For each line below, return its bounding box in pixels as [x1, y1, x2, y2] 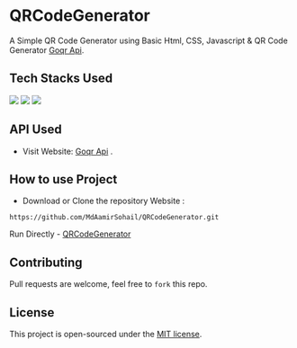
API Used [9, 122, 63, 138]
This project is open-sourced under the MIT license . [9, 329, 202, 339]
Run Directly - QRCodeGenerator [9, 228, 131, 239]
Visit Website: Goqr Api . [22, 146, 113, 156]
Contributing [9, 254, 83, 270]
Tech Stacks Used [9, 71, 113, 86]
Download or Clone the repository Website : [22, 195, 185, 207]
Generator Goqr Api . [9, 44, 85, 55]
